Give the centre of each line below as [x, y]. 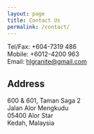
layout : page [26, 14]
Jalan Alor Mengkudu [38, 108]
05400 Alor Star [30, 116]
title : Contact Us [34, 20]
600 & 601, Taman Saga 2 [44, 101]
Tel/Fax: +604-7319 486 [42, 47]
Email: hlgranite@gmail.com [47, 62]
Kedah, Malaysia [31, 123]
